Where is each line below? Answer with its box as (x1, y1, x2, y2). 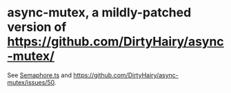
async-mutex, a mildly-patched (7, 5, 192, 21)
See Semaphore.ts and (7, 70, 72, 79)
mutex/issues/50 (7, 78, 55, 86)
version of (7, 19, 67, 35)
